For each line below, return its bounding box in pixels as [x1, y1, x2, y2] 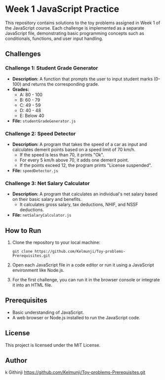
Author [5, 356, 27, 365]
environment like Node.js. [12, 267, 64, 273]
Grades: [12, 86, 30, 92]
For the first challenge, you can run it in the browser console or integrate [12, 277, 160, 283]
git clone [12, 249, 33, 254]
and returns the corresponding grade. [22, 81, 99, 87]
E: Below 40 [19, 113, 44, 118]
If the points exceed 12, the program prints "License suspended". [19, 162, 152, 168]
